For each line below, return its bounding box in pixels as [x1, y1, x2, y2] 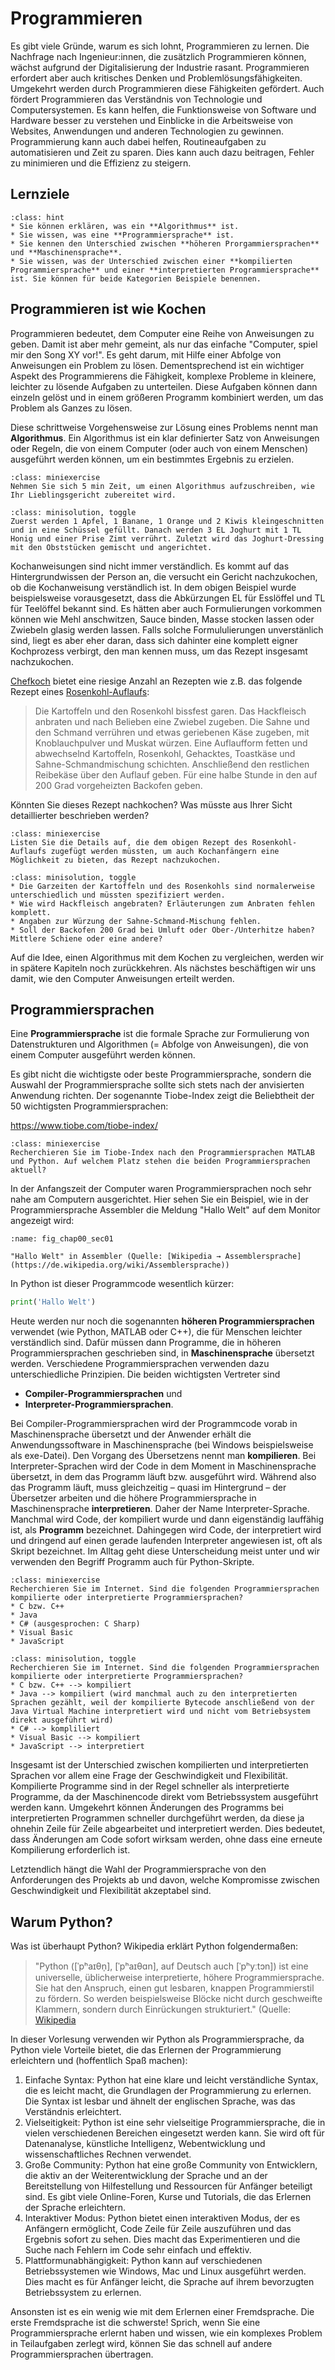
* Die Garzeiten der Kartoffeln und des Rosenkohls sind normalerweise [10, 881, 315, 891]
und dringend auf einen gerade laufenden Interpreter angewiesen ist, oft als [10, 1535, 323, 1547]
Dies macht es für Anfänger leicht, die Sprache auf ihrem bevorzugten [24, 2276, 315, 2288]
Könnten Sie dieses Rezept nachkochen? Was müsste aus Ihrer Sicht [10, 798, 293, 811]
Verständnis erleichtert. [24, 2106, 122, 2118]
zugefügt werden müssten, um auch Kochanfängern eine [50, 846, 280, 856]
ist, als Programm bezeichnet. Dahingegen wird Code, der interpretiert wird [10, 1524, 322, 1536]
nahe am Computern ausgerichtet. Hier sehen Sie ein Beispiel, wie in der [10, 1193, 309, 1206]
